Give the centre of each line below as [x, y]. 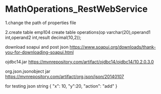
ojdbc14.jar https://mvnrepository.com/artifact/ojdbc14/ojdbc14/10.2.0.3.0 [80, 62]
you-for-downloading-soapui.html [39, 52]
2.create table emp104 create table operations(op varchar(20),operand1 [78, 32]
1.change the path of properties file [41, 23]
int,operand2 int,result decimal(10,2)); [43, 37]
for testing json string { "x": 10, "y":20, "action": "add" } [61, 86]
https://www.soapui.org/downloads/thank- [113, 47]
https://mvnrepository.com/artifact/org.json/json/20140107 [64, 76]
